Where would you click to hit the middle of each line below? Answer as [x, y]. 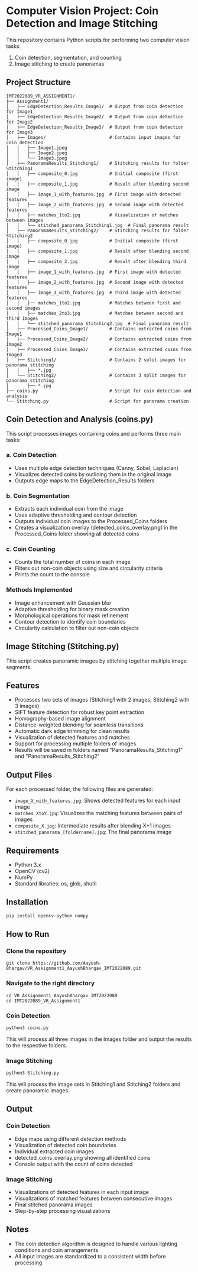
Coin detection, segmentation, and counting [68, 57]
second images [24, 308]
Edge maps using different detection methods [70, 1138]
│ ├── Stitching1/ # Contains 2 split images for [96, 360]
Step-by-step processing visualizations [62, 1211]
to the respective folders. [37, 1045]
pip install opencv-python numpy [47, 916]
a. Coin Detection [32, 455]
